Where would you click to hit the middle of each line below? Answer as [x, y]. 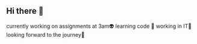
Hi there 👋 [25, 11]
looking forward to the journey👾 [45, 34]
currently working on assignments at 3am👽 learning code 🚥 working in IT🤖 [99, 26]
